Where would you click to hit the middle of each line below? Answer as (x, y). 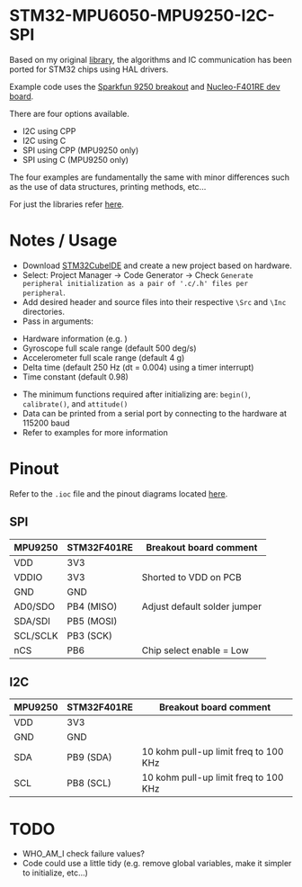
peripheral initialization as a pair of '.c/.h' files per (135, 283)
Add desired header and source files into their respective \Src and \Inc (154, 301)
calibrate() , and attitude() (75, 403)
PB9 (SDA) (89, 757)
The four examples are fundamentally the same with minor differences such (150, 177)
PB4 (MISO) (92, 606)
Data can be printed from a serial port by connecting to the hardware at (155, 413)
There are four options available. (70, 113)
